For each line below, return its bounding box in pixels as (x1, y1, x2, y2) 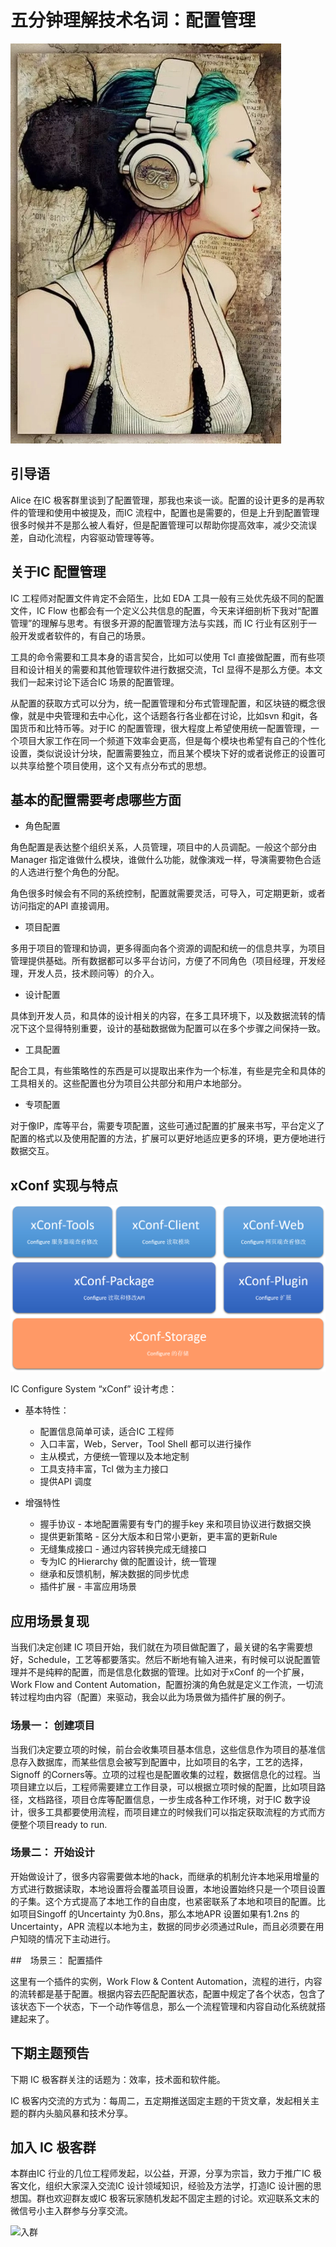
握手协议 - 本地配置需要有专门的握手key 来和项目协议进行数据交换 (39, 1518, 312, 1530)
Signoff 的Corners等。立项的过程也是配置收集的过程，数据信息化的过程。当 (10, 1768, 322, 1780)
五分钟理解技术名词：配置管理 (10, 9, 257, 32)
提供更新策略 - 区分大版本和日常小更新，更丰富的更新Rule (39, 1531, 278, 1543)
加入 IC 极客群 (10, 2139, 97, 2156)
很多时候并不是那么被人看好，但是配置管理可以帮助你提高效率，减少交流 (10, 519, 308, 531)
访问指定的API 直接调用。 (10, 900, 115, 912)
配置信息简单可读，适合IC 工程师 (39, 1426, 175, 1438)
